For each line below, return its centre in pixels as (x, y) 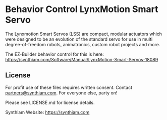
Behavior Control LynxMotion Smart (82, 9)
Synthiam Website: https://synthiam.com (47, 112)
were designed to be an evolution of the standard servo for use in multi (79, 39)
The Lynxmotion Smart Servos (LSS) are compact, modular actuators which (84, 34)
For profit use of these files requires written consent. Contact (69, 87)
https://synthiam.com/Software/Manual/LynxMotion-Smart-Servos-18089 (82, 59)
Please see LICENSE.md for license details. (50, 102)
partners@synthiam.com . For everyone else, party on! (61, 93)
